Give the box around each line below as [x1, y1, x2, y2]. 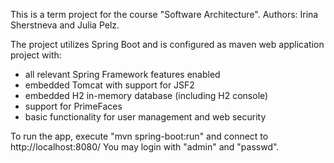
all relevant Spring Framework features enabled [24, 69, 221, 80]
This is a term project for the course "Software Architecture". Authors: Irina [10, 9, 319, 20]
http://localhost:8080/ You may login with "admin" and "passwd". [10, 141, 280, 153]
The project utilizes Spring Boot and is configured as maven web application [10, 39, 325, 50]
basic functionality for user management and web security [24, 111, 267, 123]
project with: [10, 49, 62, 61]
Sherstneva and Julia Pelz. [10, 19, 120, 31]
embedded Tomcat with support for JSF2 [24, 79, 195, 91]
